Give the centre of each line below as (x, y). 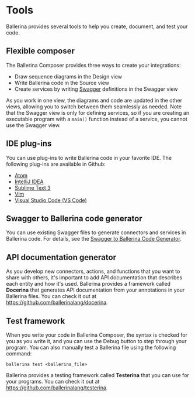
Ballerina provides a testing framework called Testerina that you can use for (98, 375)
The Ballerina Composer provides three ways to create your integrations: (93, 65)
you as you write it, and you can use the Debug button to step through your (96, 341)
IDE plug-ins (29, 144)
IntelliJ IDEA (29, 182)
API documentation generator (61, 257)
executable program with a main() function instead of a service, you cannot (97, 119)
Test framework (36, 321)
